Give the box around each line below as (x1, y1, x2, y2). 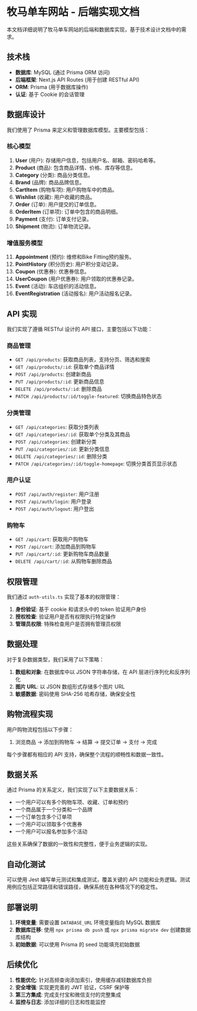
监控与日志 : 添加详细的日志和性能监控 (15, 998, 106, 1005)
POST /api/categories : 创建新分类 (15, 438, 97, 445)
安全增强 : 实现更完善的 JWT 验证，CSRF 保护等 (15, 983, 130, 990)
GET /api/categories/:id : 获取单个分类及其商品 (15, 431, 131, 438)
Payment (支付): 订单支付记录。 (15, 215, 93, 222)
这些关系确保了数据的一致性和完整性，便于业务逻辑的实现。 (6, 840, 151, 848)
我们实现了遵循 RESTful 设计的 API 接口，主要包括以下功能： (6, 325, 153, 332)
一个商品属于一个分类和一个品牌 (15, 806, 93, 813)
